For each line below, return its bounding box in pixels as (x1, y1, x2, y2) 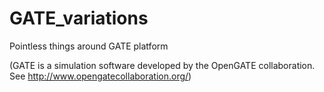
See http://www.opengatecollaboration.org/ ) (9, 70, 192, 82)
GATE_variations (9, 7, 149, 30)
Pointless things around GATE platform (9, 40, 169, 52)
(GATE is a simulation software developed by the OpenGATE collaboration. (9, 59, 316, 71)
